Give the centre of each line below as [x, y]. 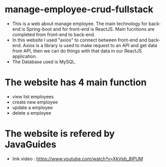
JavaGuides [31, 145]
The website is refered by [60, 134]
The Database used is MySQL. [44, 61]
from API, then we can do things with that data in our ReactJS [77, 51]
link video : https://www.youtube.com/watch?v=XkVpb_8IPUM [78, 159]
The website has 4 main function [76, 82]
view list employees [33, 96]
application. [25, 56]
